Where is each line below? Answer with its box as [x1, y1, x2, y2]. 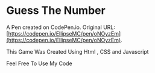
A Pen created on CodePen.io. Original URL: [6, 24, 116, 31]
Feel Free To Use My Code [6, 60, 72, 67]
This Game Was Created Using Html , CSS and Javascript [6, 48, 149, 55]
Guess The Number [6, 4, 106, 17]
